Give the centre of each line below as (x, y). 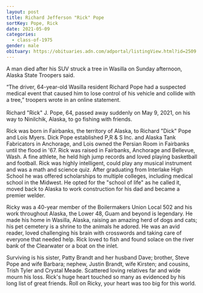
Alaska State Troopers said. (41, 75)
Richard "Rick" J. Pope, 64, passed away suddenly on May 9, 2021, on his (98, 112)
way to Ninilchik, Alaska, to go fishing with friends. (69, 119)
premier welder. (26, 195)
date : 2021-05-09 (28, 29)
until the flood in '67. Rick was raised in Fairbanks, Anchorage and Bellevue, (101, 150)
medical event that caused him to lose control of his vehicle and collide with (101, 93)
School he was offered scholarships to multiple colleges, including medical (99, 176)
